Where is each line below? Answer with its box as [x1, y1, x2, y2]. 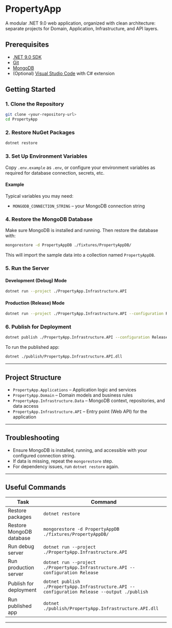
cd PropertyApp [5, 117, 38, 122]
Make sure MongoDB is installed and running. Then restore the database [5, 227, 159, 234]
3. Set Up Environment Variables [5, 153, 88, 160]
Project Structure [5, 373, 61, 382]
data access [12, 403, 39, 409]
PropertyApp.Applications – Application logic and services [12, 386, 137, 392]
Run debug [8, 542, 34, 550]
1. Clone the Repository [5, 100, 64, 108]
